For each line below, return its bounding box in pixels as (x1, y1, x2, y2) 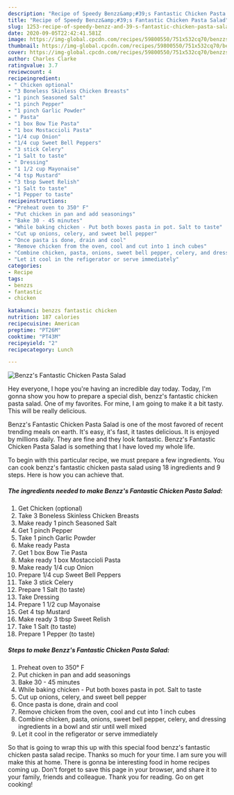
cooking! (8, 780, 33, 789)
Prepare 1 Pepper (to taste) (17, 630, 96, 639)
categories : (8, 262, 42, 269)
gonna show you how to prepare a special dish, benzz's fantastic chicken (8, 392, 218, 401)
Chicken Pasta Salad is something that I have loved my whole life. (8, 442, 195, 451)
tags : (8, 275, 24, 282)
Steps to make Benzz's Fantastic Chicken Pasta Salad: (8, 645, 169, 654)
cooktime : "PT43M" (8, 333, 61, 340)
